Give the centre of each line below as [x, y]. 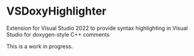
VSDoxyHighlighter [57, 11]
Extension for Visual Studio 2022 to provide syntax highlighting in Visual [97, 28]
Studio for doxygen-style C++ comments [58, 34]
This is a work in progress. [40, 46]
